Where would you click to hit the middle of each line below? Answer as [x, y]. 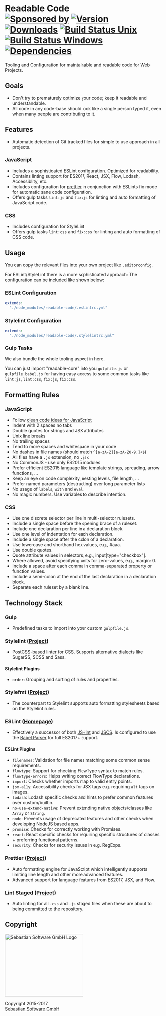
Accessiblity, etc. [30, 181]
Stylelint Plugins [22, 668]
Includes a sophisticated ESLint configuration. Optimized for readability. [86, 171]
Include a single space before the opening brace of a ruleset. [75, 523]
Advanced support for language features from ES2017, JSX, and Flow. [84, 880]
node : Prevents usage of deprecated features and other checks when [83, 819]
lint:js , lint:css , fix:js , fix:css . [41, 379]
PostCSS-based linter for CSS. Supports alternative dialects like [78, 652]
